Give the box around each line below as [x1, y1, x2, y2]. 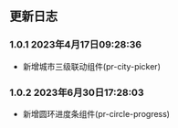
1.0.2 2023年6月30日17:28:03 [9, 86, 144, 99]
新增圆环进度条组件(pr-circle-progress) [22, 108, 171, 119]
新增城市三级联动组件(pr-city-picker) [22, 60, 162, 71]
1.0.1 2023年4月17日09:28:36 [9, 38, 142, 51]
